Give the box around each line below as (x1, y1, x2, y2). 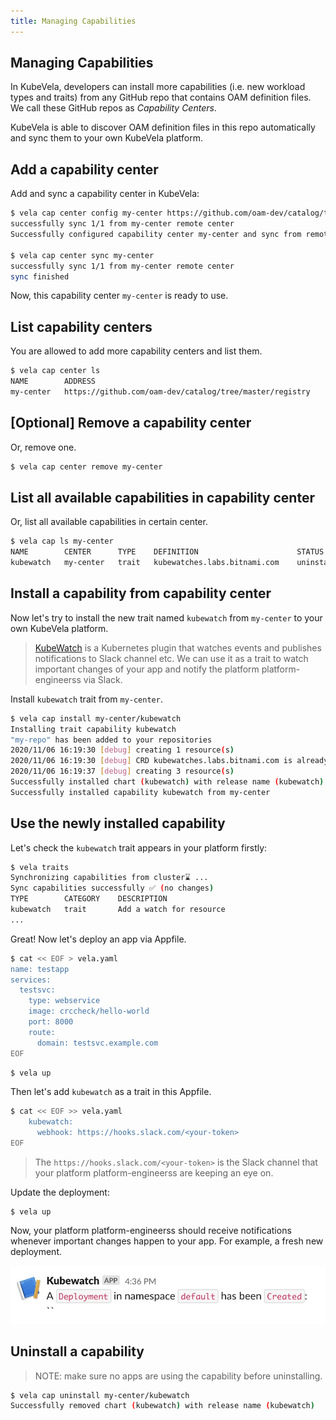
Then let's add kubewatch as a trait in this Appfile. (10, 1086, 212, 1098)
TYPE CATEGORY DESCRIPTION (10, 894, 168, 904)
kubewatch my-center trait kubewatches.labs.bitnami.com (10, 558, 280, 568)
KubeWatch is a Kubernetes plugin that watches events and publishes (34, 641, 322, 654)
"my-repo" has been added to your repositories (10, 735, 213, 745)
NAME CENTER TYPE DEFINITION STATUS (10, 547, 325, 557)
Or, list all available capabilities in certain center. (10, 516, 208, 528)
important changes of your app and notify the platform (34, 663, 260, 675)
